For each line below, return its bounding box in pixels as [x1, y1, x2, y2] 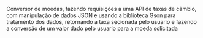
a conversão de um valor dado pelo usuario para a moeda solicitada [6, 25, 178, 32]
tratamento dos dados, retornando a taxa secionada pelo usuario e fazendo [6, 18, 197, 25]
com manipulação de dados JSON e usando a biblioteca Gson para [6, 12, 176, 19]
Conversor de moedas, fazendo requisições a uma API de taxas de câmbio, [6, 6, 197, 12]
